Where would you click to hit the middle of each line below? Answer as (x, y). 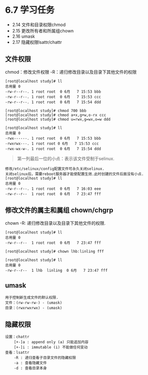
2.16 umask (24, 36)
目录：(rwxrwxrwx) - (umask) (34, 308)
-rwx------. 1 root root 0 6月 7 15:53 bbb (53, 138)
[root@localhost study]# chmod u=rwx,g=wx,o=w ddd (58, 119)
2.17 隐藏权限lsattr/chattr (37, 42)
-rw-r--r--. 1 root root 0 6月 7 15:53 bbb (53, 91)
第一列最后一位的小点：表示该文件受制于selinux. (66, 158)
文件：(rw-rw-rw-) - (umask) (34, 303)
